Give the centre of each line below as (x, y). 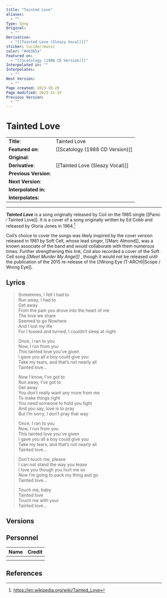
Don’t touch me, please (42, 459)
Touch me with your (39, 500)
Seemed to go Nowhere (42, 321)
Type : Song (17, 24)
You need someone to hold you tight (55, 403)
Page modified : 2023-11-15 (34, 93)
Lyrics (16, 283)
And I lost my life (35, 326)
